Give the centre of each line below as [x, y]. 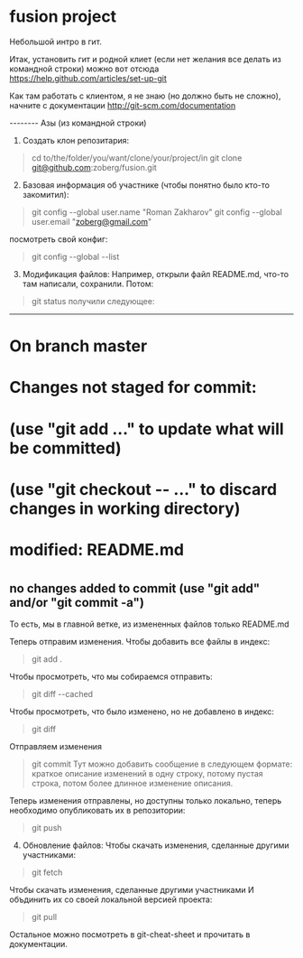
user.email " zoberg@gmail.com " [92, 221]
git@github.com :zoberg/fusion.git [94, 167]
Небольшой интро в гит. [55, 42]
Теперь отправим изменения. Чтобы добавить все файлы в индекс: [140, 642]
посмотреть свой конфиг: [59, 239]
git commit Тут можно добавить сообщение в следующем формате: [162, 764]
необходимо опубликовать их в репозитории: [97, 811]
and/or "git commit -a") [77, 603]
